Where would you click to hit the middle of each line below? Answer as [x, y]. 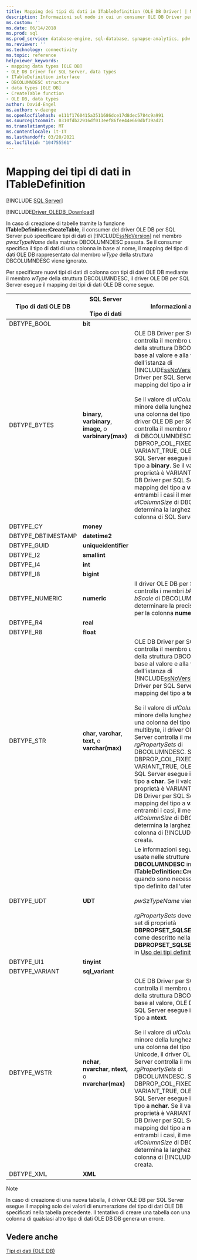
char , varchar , [103, 733]
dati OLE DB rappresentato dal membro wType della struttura [80, 254]
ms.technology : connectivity [42, 50]
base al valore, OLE [161, 1003]
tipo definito [151, 886]
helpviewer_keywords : [33, 61]
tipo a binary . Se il [159, 465]
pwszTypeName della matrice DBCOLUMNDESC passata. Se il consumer [94, 242]
